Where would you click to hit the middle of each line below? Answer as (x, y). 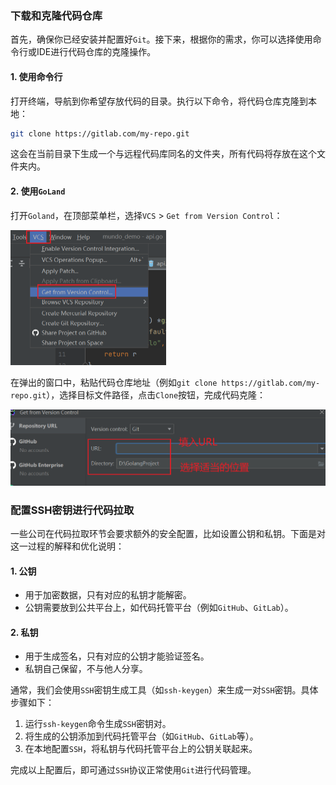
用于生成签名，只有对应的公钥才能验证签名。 (117, 656)
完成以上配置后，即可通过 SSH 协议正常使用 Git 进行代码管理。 (133, 770)
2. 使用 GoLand (38, 191)
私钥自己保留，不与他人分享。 (86, 669)
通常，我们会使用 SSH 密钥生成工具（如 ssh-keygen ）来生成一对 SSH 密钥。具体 (164, 690)
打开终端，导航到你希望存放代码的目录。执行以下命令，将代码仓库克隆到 (159, 101)
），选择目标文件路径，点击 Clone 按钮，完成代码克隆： (156, 395)
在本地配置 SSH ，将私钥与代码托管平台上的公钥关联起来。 (141, 749)
